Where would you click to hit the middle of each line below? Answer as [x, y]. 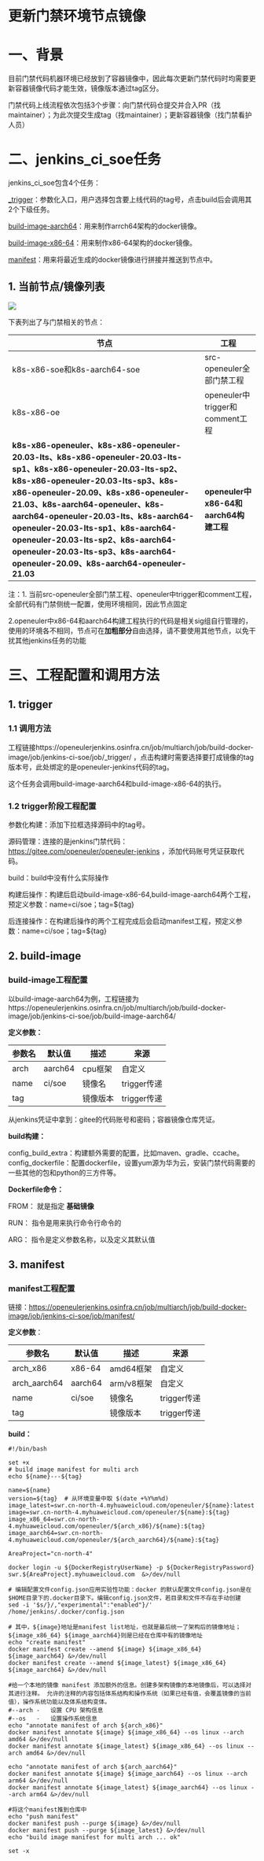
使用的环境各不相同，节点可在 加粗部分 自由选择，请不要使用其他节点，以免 [128, 630]
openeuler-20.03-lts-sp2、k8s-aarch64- [94, 539]
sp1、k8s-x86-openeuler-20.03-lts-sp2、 [97, 469]
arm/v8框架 [131, 1384]
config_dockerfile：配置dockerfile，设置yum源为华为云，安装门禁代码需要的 [132, 1162]
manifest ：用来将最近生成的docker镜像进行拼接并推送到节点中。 [113, 260]
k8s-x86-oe [36, 412]
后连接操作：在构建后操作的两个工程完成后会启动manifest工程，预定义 [122, 921]
